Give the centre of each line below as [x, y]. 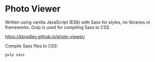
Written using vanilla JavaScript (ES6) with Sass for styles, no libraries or [78, 22]
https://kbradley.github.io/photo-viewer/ [45, 37]
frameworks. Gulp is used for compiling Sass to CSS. [58, 27]
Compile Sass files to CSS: [31, 46]
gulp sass [15, 55]
